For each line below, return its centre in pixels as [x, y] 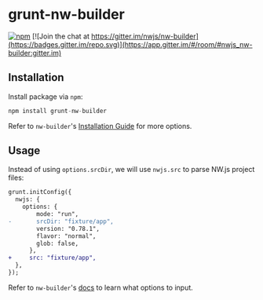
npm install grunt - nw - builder [58, 111]
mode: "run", [58, 214]
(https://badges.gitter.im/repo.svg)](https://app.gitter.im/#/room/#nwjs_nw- [130, 44]
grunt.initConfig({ [40, 192]
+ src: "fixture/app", [52, 258]
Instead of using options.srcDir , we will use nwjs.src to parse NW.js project [131, 170]
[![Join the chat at [61, 36]
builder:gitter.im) [35, 53]
